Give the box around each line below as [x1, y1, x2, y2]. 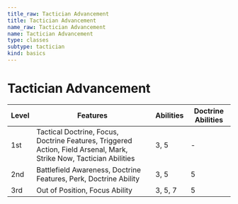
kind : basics [7, 50, 46, 57]
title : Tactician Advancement [7, 17, 97, 24]
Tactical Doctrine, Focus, [36, 127, 119, 137]
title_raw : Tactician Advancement [7, 10, 110, 18]
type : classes [7, 37, 50, 44]
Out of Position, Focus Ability [36, 185, 133, 195]
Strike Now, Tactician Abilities [36, 153, 135, 163]
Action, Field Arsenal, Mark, [36, 144, 128, 154]
